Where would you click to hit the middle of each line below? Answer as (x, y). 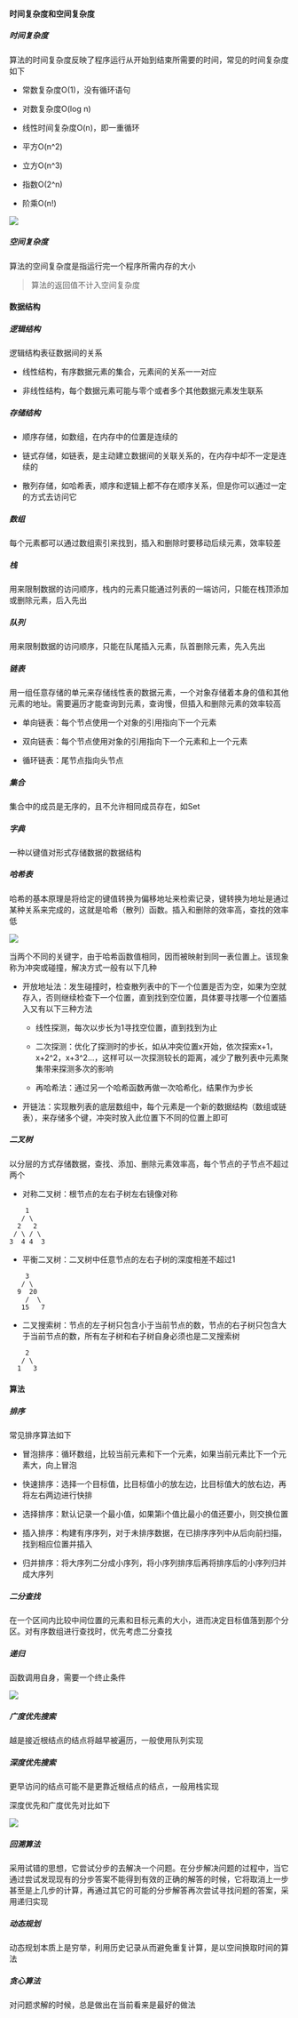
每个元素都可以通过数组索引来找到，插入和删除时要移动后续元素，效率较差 (145, 543)
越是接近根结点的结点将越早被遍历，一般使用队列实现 (106, 1741)
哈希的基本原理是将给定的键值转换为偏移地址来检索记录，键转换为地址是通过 (149, 898)
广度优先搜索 (32, 1716)
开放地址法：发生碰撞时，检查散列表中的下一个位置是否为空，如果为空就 (154, 986)
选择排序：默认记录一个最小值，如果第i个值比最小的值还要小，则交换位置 (155, 1514)
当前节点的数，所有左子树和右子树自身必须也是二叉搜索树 (135, 1336)
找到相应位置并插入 (57, 1544)
